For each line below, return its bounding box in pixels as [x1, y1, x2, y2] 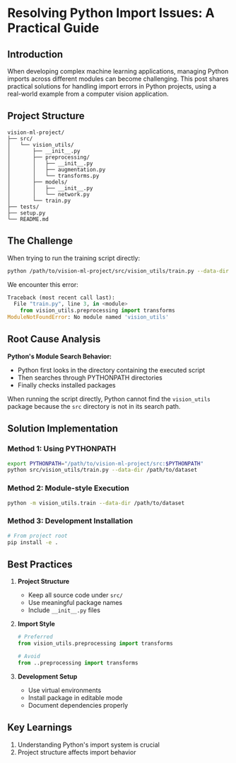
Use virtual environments [28, 686, 102, 694]
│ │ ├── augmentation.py [7, 166, 106, 173]
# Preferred [17, 633, 53, 640]
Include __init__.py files [28, 606, 101, 614]
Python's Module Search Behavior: [7, 352, 112, 361]
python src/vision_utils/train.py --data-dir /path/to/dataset [7, 466, 198, 474]
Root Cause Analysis [7, 333, 101, 345]
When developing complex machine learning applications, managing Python [7, 67, 229, 75]
